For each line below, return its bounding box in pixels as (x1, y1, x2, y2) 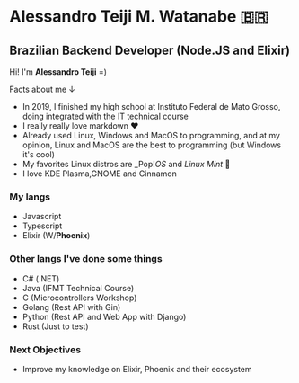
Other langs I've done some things (9, 253, 163, 265)
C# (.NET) (22, 272, 60, 284)
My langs (9, 191, 51, 203)
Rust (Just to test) (22, 321, 89, 332)
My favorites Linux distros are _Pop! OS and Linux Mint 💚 (22, 159, 231, 169)
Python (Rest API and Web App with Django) (22, 311, 187, 322)
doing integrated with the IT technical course (22, 111, 189, 121)
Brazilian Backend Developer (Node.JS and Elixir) (9, 42, 291, 58)
